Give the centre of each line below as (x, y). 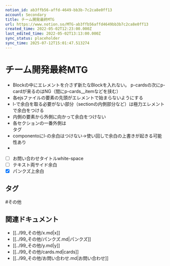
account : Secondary (26, 15)
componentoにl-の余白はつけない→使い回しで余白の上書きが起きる (83, 136)
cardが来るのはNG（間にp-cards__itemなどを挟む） (66, 91)
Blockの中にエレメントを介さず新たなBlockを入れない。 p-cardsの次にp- (89, 85)
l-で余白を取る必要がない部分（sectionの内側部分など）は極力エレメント (89, 104)
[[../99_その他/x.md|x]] (36, 232)
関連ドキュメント (32, 219)
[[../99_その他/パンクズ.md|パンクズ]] (52, 239)
